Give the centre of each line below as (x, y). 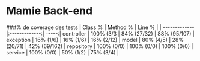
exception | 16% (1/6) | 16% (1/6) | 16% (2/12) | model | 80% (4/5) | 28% (95, 40)
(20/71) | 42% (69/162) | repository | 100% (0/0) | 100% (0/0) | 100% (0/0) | (100, 46)
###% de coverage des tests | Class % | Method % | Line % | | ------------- (100, 27)
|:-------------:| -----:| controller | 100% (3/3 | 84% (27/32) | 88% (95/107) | (101, 33)
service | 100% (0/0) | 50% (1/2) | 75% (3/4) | (62, 52)
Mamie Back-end (50, 11)
